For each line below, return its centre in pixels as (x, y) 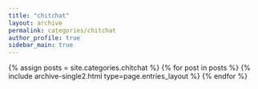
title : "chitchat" (39, 15)
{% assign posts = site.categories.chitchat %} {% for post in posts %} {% (129, 68)
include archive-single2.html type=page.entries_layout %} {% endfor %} (128, 76)
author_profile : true (44, 38)
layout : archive (35, 23)
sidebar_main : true (41, 45)
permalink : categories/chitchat (62, 30)
